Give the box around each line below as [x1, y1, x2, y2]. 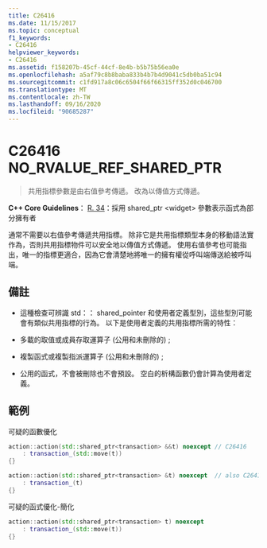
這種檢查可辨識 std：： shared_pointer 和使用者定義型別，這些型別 [19, 308, 238, 317]
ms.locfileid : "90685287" [8, 108, 94, 116]
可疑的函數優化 [8, 426, 57, 436]
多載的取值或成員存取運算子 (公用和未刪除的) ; [19, 335, 171, 344]
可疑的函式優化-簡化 [8, 502, 75, 511]
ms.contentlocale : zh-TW [8, 93, 91, 101]
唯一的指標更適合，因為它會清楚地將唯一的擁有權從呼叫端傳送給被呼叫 [21, 250, 252, 259]
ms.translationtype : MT [8, 85, 87, 94]
